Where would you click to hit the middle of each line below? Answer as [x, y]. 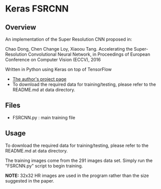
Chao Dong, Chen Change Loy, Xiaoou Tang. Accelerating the [69, 49]
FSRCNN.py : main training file [44, 117]
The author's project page [39, 79]
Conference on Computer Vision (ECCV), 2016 [53, 60]
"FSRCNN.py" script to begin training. [44, 165]
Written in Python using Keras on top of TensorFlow [58, 69]
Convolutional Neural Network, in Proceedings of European [89, 54]
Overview [21, 27]
